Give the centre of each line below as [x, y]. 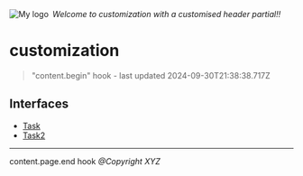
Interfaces [39, 104]
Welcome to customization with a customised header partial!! [167, 14]
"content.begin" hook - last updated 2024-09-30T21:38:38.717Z [151, 75]
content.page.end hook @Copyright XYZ [85, 161]
